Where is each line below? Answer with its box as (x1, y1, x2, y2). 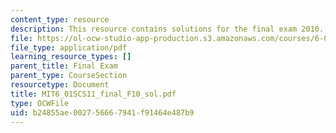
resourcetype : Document (10, 80, 110, 90)
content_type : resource (10, 14, 110, 25)
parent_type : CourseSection (10, 71, 128, 81)
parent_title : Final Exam (10, 61, 118, 71)
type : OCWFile (10, 98, 70, 108)
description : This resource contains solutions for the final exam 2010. (10, 24, 325, 34)
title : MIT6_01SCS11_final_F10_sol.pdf (10, 89, 177, 99)
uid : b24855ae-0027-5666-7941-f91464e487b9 (10, 107, 195, 118)
